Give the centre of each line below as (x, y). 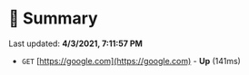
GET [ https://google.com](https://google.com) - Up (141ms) (131, 61)
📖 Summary (53, 19)
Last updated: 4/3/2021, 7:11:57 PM (75, 43)
